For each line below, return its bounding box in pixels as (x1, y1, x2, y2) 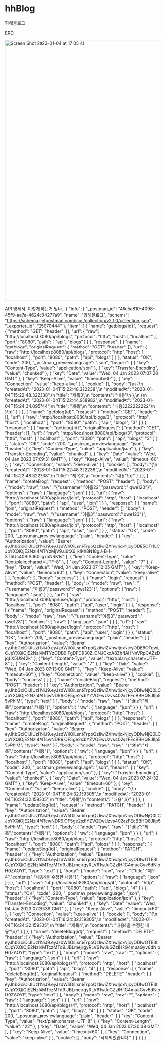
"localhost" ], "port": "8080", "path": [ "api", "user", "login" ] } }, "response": (5, 602, 161, 608)
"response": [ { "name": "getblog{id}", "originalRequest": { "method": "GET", (5, 424, 160, 431)
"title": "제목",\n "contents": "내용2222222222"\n (56, 403, 155, 409)
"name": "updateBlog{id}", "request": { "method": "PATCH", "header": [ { (5, 802, 153, 808)
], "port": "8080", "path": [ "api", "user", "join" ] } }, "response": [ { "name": (5, 500, 158, 506)
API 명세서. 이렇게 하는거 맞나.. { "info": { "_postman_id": (5, 305, 117, 312)
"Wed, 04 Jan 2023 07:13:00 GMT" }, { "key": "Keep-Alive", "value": (5, 666, 144, 672)
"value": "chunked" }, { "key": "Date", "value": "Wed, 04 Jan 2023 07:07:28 (5, 370, 158, 376)
